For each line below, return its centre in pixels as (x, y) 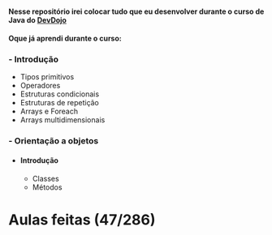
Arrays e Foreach (49, 111)
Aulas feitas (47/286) (82, 220)
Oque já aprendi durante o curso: (65, 38)
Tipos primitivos (47, 77)
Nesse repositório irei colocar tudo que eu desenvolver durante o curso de (136, 11)
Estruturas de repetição (60, 103)
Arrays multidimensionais (63, 120)
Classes (45, 178)
